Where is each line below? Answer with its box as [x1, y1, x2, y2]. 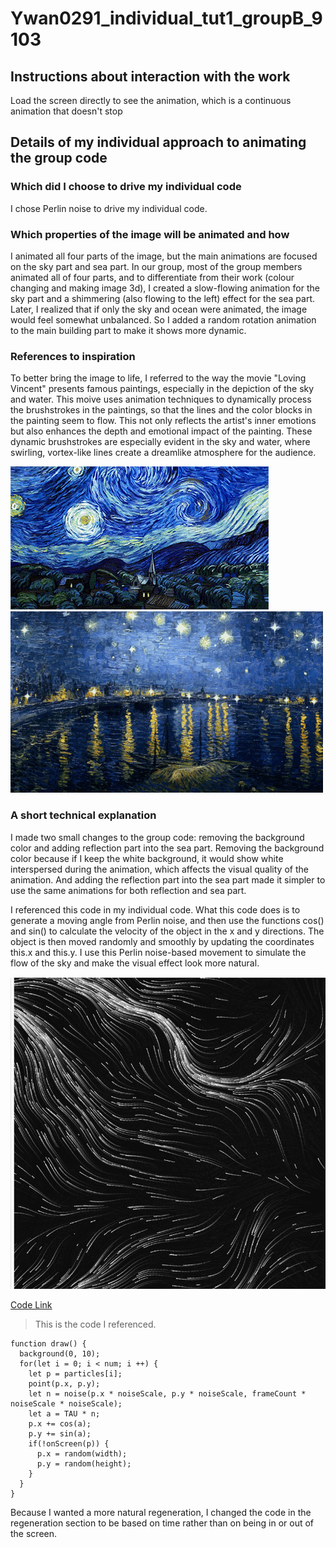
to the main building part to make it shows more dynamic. [10, 324, 247, 336]
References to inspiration [10, 349, 136, 363]
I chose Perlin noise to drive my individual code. [10, 202, 208, 214]
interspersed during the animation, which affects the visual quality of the [10, 863, 309, 875]
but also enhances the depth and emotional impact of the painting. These [10, 425, 313, 437]
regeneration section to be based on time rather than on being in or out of [10, 1517, 315, 1529]
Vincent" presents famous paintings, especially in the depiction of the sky [10, 383, 315, 395]
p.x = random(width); [36, 1448, 128, 1459]
